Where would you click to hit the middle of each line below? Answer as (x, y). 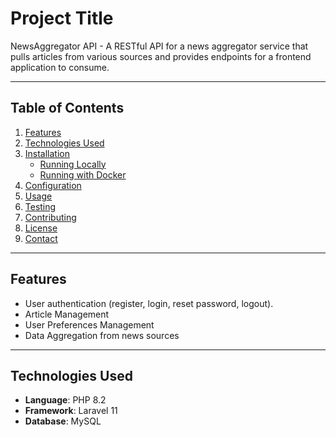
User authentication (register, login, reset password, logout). (149, 303)
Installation (47, 153)
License (41, 228)
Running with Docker (83, 174)
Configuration (53, 185)
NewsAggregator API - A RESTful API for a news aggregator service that (159, 46)
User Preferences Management (89, 324)
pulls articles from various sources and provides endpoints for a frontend (161, 56)
